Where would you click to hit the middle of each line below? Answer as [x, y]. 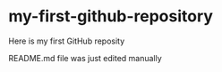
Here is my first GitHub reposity [67, 41]
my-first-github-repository [111, 16]
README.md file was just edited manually [85, 58]
